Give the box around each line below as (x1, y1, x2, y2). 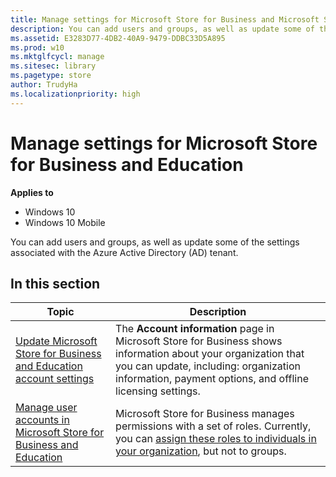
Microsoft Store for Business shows (115, 334, 283, 348)
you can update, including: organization (115, 359, 301, 373)
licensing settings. (115, 384, 201, 398)
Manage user (15, 401, 78, 415)
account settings (15, 372, 95, 386)
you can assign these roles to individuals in (115, 432, 317, 446)
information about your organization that (115, 347, 305, 361)
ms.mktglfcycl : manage (10, 52, 105, 62)
